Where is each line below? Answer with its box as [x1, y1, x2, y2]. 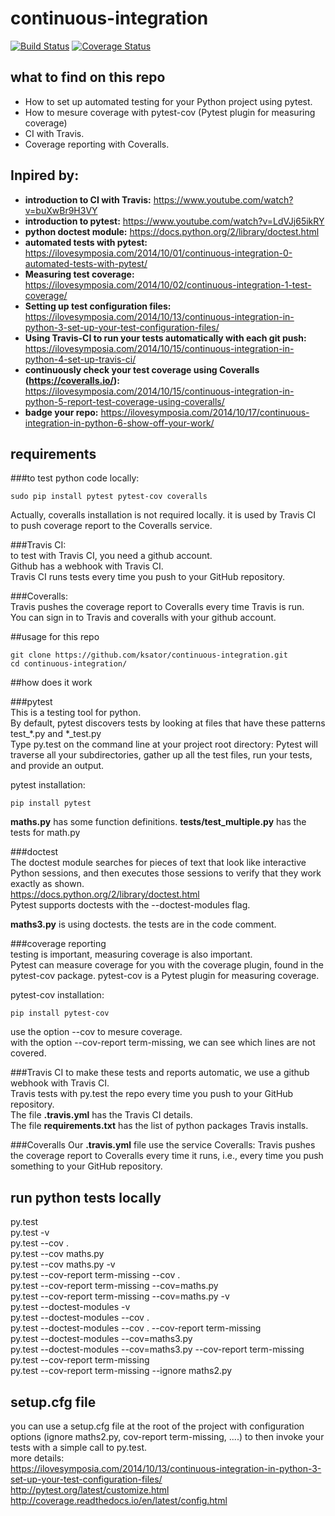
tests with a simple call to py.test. [10, 1442, 147, 1453]
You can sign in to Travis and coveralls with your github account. [10, 612, 277, 624]
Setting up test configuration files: [24, 300, 172, 312]
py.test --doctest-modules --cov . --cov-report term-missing [10, 1322, 262, 1334]
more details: [10, 1452, 65, 1464]
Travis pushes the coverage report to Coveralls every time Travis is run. [10, 601, 305, 613]
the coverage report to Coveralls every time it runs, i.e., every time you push [10, 1150, 324, 1162]
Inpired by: [10, 167, 80, 184]
